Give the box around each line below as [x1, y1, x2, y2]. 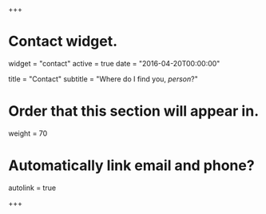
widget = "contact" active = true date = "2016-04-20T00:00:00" [8, 58, 220, 68]
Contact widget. [8, 33, 118, 50]
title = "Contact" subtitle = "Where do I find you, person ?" [8, 73, 198, 84]
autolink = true [8, 183, 57, 192]
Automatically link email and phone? [8, 157, 255, 175]
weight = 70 [8, 129, 48, 138]
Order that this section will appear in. [8, 102, 260, 121]
